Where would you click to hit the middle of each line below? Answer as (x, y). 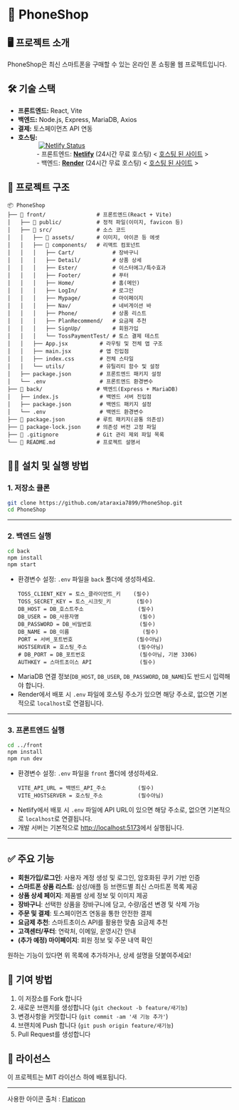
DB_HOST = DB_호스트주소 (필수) (86, 609)
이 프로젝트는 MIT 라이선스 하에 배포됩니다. (67, 1077)
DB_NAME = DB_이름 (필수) (88, 632)
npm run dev (25, 759)
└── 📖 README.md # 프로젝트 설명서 (74, 442)
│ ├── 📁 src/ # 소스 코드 (67, 230)
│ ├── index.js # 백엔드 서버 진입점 (79, 397)
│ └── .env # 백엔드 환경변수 (75, 412)
